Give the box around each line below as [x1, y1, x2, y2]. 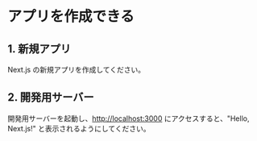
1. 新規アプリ [7, 42, 72, 56]
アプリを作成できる [7, 7, 135, 26]
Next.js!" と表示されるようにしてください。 [7, 123, 151, 133]
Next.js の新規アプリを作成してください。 [7, 65, 146, 74]
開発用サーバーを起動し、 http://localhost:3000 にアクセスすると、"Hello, [7, 114, 250, 123]
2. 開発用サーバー [7, 90, 94, 105]
